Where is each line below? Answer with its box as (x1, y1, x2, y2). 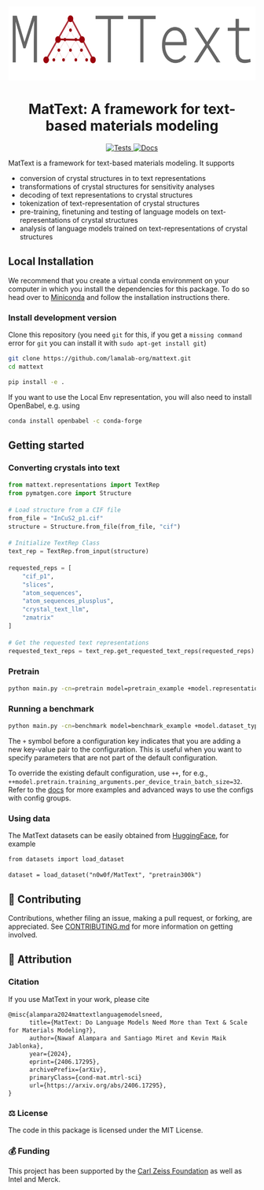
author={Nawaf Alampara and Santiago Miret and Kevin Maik (28, 1034, 226, 1042)
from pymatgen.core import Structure (8, 490, 132, 497)
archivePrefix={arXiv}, (28, 1066, 108, 1074)
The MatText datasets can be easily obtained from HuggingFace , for (8, 831, 229, 841)
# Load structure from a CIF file (8, 506, 122, 514)
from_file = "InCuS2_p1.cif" (8, 514, 104, 522)
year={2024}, (28, 1050, 72, 1058)
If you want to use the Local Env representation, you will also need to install (8, 392, 252, 401)
